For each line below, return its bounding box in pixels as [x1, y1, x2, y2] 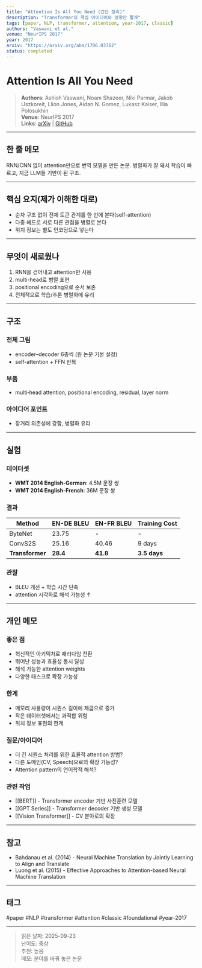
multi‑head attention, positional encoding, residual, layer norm [14, 389, 169, 396]
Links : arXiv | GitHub [20, 119, 73, 127]
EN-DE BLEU [52, 520, 90, 528]
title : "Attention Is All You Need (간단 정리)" [6, 8, 125, 15]
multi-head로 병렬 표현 [14, 276, 70, 284]
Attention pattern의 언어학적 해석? [14, 766, 97, 773]
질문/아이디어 [6, 736, 43, 744]
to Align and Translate [14, 861, 70, 868]
